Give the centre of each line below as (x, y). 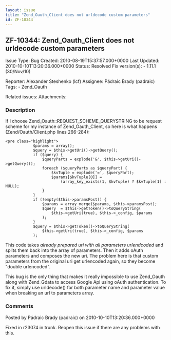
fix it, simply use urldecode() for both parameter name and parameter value (85, 288)
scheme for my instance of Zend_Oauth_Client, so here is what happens (81, 126)
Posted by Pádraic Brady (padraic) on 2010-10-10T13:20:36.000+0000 (80, 317)
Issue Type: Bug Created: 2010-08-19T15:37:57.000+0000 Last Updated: (82, 61)
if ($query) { (48, 155)
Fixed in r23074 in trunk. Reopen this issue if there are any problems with (83, 327)
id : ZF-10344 (19, 19)
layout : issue (21, 10)
